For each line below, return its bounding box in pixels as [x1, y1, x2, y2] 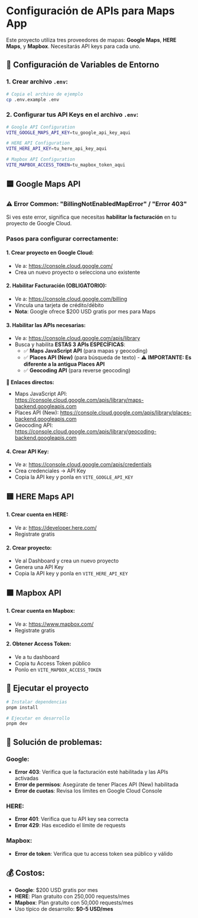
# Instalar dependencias [6, 699, 67, 705]
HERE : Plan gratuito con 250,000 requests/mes [14, 893, 130, 900]
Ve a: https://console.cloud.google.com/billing [14, 295, 128, 302]
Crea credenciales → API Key [14, 467, 86, 475]
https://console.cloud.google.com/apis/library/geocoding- [14, 428, 157, 435]
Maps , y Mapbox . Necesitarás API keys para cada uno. [6, 43, 141, 50]
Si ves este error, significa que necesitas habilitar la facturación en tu [6, 213, 177, 220]
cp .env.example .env [6, 97, 60, 103]
